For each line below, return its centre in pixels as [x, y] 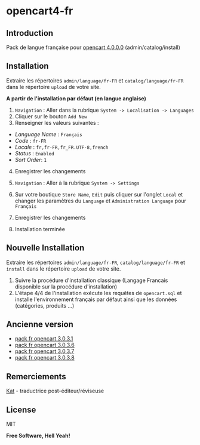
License [21, 409]
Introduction [30, 33]
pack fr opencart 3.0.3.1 [44, 339]
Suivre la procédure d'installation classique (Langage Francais [91, 280]
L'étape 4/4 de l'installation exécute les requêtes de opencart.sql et [98, 293]
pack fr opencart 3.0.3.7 [44, 351]
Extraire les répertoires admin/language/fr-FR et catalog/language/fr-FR [95, 80]
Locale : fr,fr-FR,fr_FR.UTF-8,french [61, 147]
